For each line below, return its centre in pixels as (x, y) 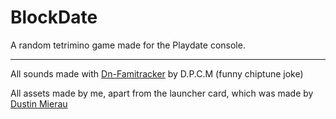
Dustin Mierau (39, 103)
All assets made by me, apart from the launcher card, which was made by (162, 93)
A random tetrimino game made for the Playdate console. (128, 45)
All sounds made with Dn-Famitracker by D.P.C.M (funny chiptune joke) (157, 73)
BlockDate (54, 17)
